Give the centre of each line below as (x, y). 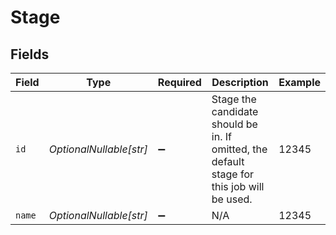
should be (234, 124)
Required (179, 82)
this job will (238, 186)
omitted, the (239, 149)
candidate (235, 111)
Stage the (234, 99)
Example (299, 82)
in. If (221, 136)
